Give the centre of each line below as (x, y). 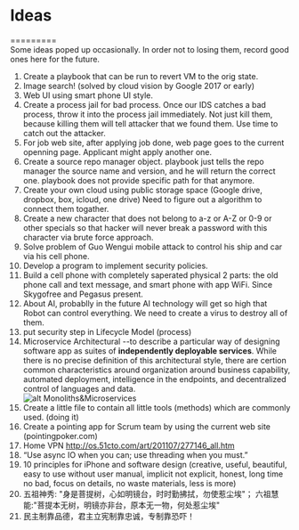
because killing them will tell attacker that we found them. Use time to (150, 123)
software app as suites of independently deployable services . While (149, 351)
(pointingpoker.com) (61, 436)
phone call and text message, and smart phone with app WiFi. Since (148, 284)
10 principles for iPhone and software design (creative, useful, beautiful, (155, 464)
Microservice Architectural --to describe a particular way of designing (151, 341)
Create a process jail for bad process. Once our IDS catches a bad (144, 104)
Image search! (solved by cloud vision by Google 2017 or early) (139, 86)
